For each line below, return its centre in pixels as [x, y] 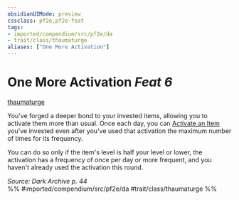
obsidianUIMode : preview [44, 14]
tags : [15, 27]
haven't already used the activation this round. [75, 167]
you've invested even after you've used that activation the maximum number [119, 131]
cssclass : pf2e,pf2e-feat [46, 21]
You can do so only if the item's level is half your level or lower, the [105, 152]
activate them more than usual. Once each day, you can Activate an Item [114, 123]
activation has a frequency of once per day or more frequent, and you [110, 159]
